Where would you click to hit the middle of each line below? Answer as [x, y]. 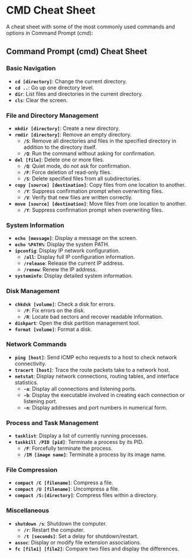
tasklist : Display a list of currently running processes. [81, 436]
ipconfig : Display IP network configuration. [67, 251]
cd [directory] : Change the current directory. [71, 81]
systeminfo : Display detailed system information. [74, 276]
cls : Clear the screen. [41, 100]
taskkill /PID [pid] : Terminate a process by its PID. [79, 442]
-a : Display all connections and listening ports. [80, 388]
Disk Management [33, 291]
